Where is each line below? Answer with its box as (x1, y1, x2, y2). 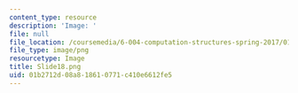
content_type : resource (9, 12, 98, 22)
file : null (9, 29, 50, 38)
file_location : (9, 37, 66, 47)
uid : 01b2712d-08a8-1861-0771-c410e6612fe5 (9, 71, 173, 80)
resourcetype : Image (9, 54, 86, 63)
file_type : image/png (9, 46, 90, 55)
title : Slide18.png (9, 63, 82, 72)
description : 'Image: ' (9, 21, 98, 30)
